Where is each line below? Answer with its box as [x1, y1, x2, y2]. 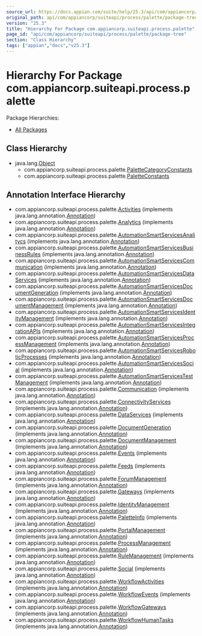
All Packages [14, 126, 47, 133]
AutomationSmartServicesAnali [118, 231, 195, 239]
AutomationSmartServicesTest [118, 373, 194, 380]
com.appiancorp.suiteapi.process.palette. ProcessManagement [14, 539, 171, 547]
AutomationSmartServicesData [118, 270, 195, 277]
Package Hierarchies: [6, 114, 60, 121]
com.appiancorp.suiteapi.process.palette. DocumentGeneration [14, 424, 171, 431]
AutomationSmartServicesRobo [118, 347, 196, 354]
